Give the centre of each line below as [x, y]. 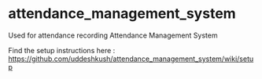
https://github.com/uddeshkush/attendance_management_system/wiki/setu [131, 59]
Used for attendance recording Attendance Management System [113, 35]
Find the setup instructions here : [62, 50]
